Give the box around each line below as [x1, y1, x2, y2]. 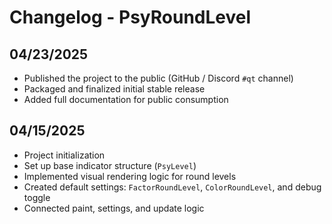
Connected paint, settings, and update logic [23, 202, 205, 214]
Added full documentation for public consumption [23, 94, 229, 105]
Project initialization [23, 149, 106, 161]
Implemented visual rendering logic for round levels [23, 170, 237, 182]
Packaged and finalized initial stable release [23, 83, 206, 95]
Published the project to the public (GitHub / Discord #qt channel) [23, 72, 294, 84]
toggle [23, 191, 51, 203]
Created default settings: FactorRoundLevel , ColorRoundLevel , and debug [23, 181, 322, 193]
